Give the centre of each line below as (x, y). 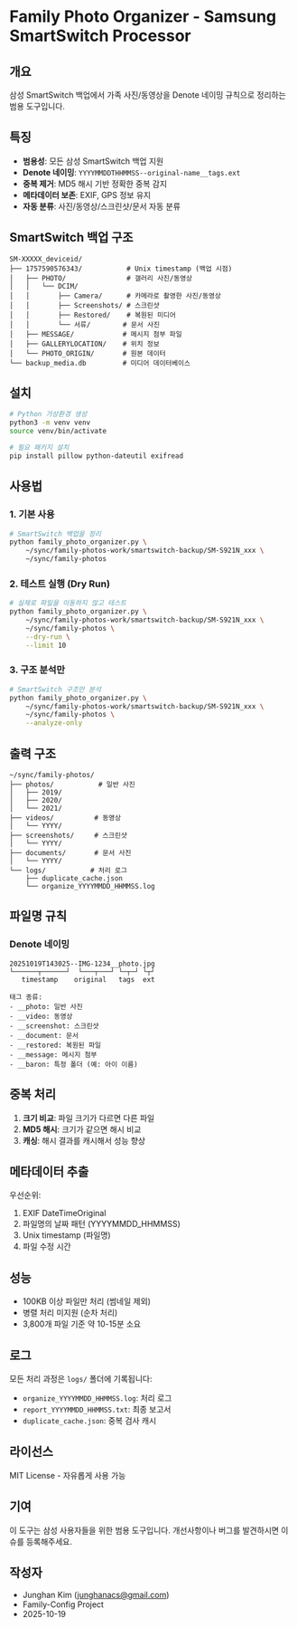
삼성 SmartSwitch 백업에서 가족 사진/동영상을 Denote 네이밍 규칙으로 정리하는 (148, 95)
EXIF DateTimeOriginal (64, 1213)
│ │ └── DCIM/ (44, 286)
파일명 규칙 (38, 916)
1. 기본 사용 (32, 515)
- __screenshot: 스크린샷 (54, 1026)
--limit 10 (46, 645)
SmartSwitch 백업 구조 (71, 238)
